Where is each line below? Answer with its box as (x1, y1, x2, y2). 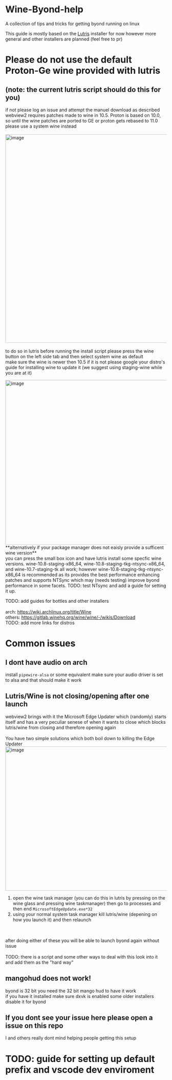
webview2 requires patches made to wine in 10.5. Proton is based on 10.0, (5, 112, 161, 118)
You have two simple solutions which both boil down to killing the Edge (5, 735, 155, 741)
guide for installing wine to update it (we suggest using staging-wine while (5, 364, 162, 370)
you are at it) (5, 370, 32, 376)
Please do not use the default (5, 54, 132, 66)
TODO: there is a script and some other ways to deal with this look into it (5, 953, 158, 960)
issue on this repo (5, 1021, 63, 1030)
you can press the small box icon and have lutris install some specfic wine (5, 555, 162, 561)
